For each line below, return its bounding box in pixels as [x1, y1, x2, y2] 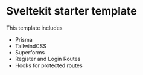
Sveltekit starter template [6, 4, 138, 18]
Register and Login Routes [14, 55, 81, 62]
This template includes [6, 24, 63, 31]
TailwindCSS [14, 42, 47, 50]
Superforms [14, 48, 45, 56]
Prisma [14, 36, 33, 43]
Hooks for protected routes [14, 62, 83, 69]
